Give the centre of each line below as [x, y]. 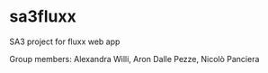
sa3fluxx [43, 17]
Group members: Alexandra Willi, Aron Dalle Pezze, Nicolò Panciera [134, 59]
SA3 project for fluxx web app [65, 41]
